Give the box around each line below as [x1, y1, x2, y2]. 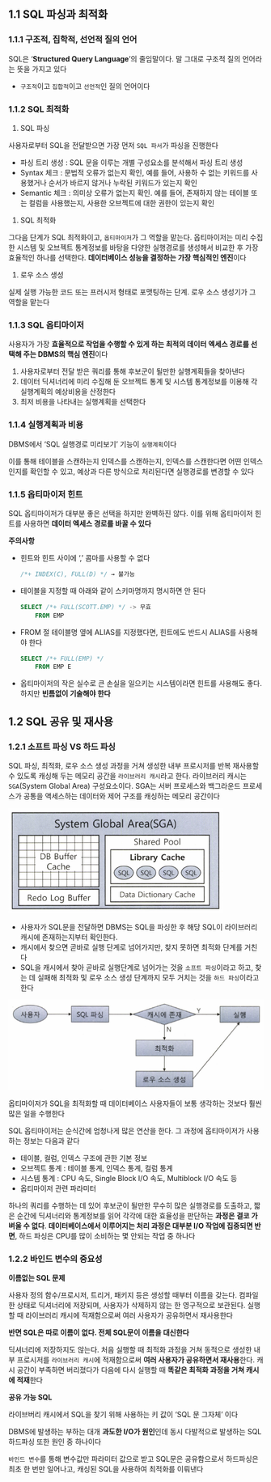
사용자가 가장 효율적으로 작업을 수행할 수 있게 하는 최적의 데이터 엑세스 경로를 [8, 339, 249, 349]
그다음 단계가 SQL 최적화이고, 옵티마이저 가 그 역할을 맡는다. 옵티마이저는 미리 [8, 232, 248, 242]
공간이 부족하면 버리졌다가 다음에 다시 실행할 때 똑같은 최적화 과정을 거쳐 [16, 1366, 245, 1375]
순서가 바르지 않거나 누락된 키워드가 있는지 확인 [48, 177, 198, 188]
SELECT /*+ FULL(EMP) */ [19, 654, 104, 663]
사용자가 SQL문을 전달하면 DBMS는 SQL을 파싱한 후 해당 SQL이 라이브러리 [19, 921, 258, 932]
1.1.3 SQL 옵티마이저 [8, 319, 85, 330]
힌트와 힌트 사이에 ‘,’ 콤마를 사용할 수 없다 [19, 553, 150, 562]
